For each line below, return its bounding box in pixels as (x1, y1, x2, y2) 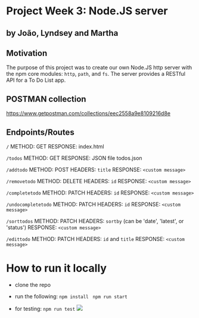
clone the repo (14, 281, 51, 288)
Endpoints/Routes (6, 127, 74, 137)
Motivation (6, 48, 48, 58)
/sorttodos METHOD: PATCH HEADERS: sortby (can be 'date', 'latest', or (6, 218, 184, 225)
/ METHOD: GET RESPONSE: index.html (6, 143, 104, 150)
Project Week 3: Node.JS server (6, 4, 168, 18)
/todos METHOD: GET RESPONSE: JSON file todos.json (6, 155, 142, 162)
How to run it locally (6, 261, 107, 275)
